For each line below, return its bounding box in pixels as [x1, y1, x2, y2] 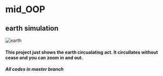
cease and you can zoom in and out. [5, 55, 83, 61]
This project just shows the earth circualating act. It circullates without [5, 49, 158, 55]
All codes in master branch [5, 66, 64, 72]
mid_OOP [5, 4, 45, 15]
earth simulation [5, 24, 59, 33]
